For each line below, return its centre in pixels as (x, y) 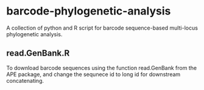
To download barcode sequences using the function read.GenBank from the (101, 68)
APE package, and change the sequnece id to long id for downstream (93, 74)
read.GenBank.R (38, 53)
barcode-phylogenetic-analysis (89, 11)
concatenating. (25, 80)
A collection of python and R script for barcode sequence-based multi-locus (102, 28)
